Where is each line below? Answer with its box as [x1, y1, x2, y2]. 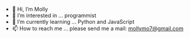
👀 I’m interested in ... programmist [11, 12, 97, 19]
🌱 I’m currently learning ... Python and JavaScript [11, 18, 135, 25]
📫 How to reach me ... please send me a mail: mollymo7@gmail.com [11, 25, 183, 32]
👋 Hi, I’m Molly [11, 6, 48, 12]
